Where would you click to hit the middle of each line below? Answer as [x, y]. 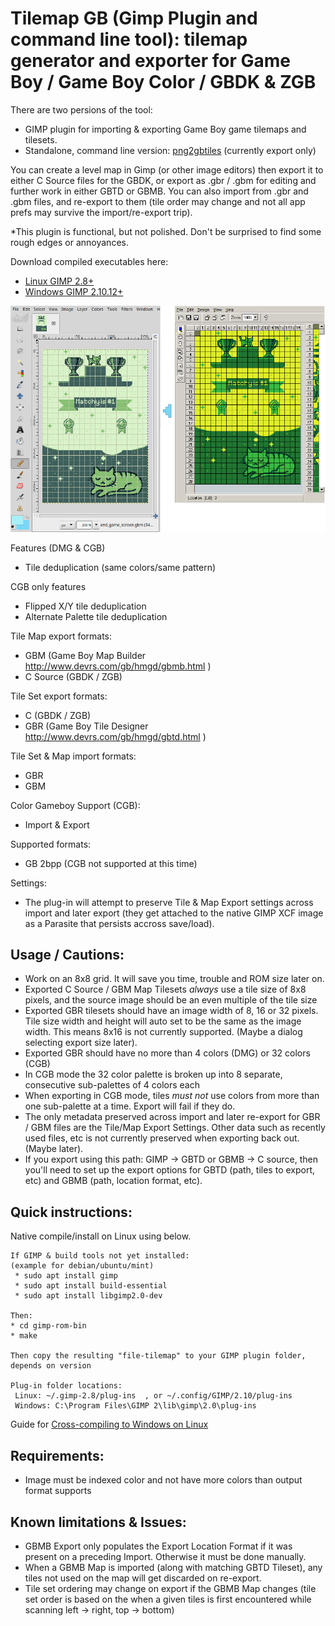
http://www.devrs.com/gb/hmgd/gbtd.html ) [115, 736]
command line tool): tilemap [129, 39]
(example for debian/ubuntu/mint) [82, 1266]
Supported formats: [51, 844]
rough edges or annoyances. [69, 242]
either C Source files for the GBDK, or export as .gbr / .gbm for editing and [163, 180]
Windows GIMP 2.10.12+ [74, 291]
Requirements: [57, 1455]
